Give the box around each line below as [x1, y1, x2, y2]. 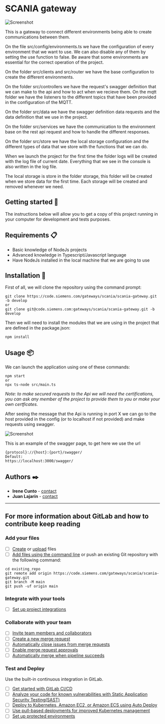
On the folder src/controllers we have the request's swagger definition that [5, 83, 156, 89]
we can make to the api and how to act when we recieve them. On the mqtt [5, 89, 157, 95]
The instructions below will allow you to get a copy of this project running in [5, 211, 158, 217]
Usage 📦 [5, 348, 34, 357]
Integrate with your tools [5, 595, 65, 602]
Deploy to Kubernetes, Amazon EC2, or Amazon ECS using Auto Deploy [12, 702, 158, 708]
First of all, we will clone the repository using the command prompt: [5, 284, 141, 291]
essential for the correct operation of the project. [5, 59, 104, 65]
